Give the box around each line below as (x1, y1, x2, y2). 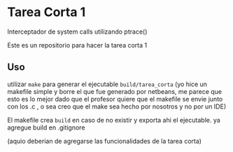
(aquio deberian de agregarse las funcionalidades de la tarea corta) (7, 137, 202, 145)
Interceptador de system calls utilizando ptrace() (7, 27, 148, 36)
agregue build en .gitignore (7, 123, 85, 132)
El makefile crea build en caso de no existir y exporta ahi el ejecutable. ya (7, 116, 220, 124)
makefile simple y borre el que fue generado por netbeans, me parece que (7, 87, 223, 95)
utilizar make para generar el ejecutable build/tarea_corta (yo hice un (7, 80, 208, 88)
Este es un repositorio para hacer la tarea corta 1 (7, 41, 148, 49)
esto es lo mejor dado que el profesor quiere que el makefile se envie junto (7, 95, 223, 103)
